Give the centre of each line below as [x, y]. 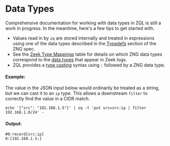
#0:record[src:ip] [25, 134]
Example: [15, 77]
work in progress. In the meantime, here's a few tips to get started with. [80, 28]
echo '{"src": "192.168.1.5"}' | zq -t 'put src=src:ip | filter [76, 108]
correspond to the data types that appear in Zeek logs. [70, 59]
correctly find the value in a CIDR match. [47, 99]
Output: [13, 123]
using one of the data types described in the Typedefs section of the [84, 43]
